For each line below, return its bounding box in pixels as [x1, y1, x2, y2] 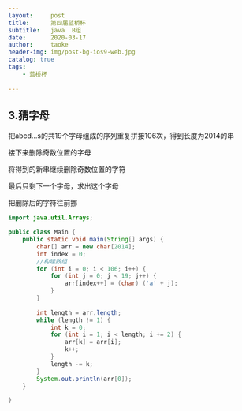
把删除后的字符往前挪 [8, 198, 77, 207]
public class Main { [8, 228, 76, 237]
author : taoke [8, 41, 69, 49]
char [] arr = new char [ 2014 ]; [36, 242, 136, 251]
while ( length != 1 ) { [36, 316, 111, 324]
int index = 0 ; [36, 250, 87, 258]
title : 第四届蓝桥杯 [8, 19, 87, 27]
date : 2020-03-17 [8, 33, 87, 42]
